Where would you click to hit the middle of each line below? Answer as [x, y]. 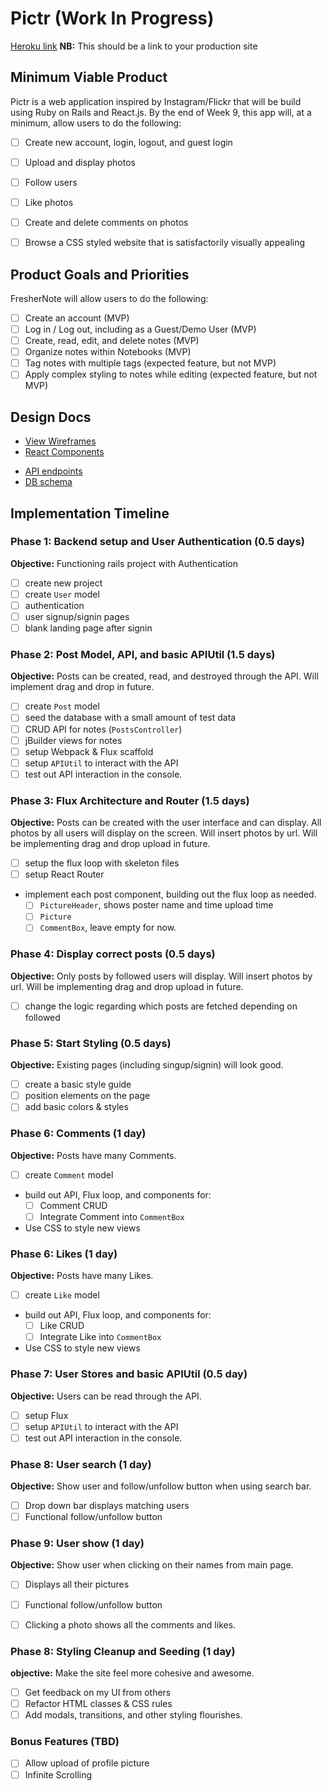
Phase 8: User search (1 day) [81, 1464]
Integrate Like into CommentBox [100, 1337]
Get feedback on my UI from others [98, 1692]
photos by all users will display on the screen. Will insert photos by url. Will [164, 833]
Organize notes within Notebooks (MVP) [108, 352]
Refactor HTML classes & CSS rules [98, 1704]
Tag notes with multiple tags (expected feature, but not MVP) [150, 363]
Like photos [49, 202]
